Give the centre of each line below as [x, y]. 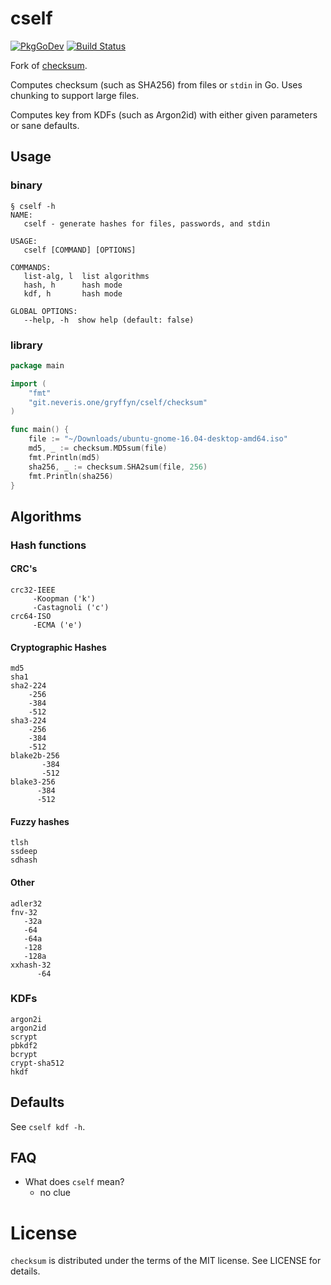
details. [25, 1271]
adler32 [26, 903]
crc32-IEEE [33, 590]
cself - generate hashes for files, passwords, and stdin [147, 223]
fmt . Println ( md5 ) [64, 457]
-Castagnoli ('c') [71, 607]
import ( [28, 383]
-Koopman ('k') [64, 598]
